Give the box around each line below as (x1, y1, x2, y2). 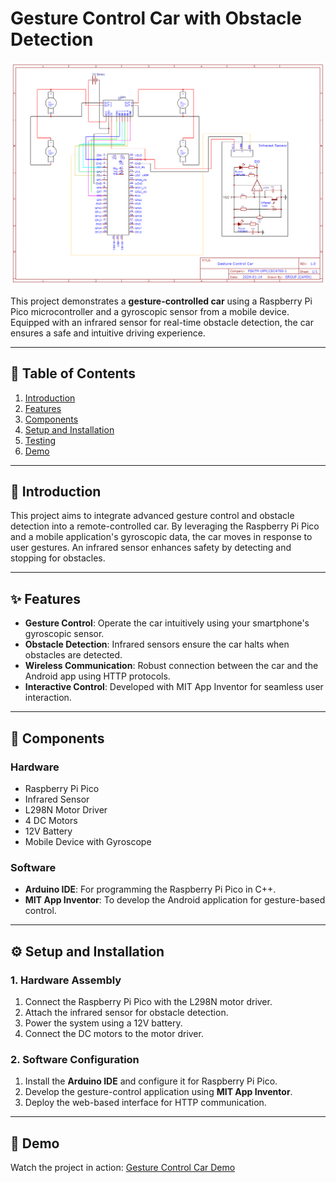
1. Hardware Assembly (10, 973, 122, 987)
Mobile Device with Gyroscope (24, 835, 152, 847)
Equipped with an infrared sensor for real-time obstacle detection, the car (10, 316, 314, 328)
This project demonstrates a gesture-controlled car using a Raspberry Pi (10, 295, 313, 307)
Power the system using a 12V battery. (24, 1017, 183, 1029)
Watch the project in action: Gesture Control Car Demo (10, 1161, 236, 1173)
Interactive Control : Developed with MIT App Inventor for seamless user (24, 681, 324, 693)
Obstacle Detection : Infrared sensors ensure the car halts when (24, 638, 290, 651)
